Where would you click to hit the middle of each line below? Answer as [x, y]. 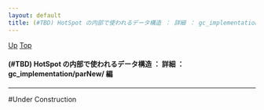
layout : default [35, 15]
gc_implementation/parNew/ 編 [60, 74]
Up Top [20, 45]
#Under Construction [42, 99]
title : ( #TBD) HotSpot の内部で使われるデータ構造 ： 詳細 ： [102, 23]
